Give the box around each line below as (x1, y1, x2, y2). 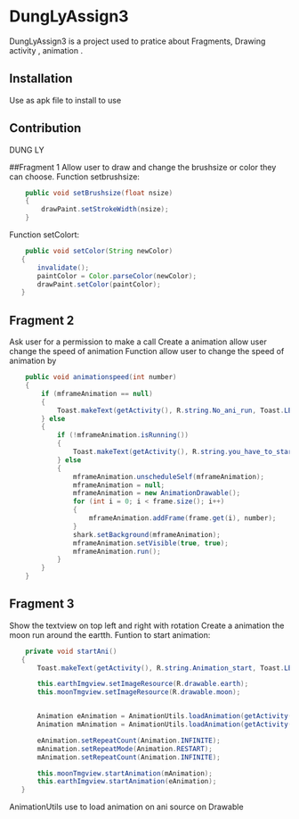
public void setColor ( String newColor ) (25, 247, 174, 256)
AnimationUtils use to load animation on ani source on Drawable (9, 801, 244, 813)
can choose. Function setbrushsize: (9, 171, 141, 182)
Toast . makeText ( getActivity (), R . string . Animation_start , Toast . (36, 663, 285, 673)
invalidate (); (36, 263, 90, 272)
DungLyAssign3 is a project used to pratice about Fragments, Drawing (9, 36, 266, 46)
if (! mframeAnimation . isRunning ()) (56, 431, 190, 440)
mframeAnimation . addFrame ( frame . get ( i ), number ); (88, 514, 277, 523)
